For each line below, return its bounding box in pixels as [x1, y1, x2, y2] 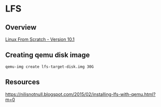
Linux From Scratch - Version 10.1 [5, 36, 75, 42]
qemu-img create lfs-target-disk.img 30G [5, 64, 94, 69]
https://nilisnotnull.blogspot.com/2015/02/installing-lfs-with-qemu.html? [5, 91, 156, 97]
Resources [5, 78, 40, 86]
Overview [5, 23, 37, 32]
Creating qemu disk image [5, 51, 90, 59]
